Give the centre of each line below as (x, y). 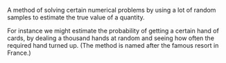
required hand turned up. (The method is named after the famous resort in (113, 45)
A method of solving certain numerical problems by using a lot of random (112, 10)
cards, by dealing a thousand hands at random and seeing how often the (111, 38)
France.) (19, 53)
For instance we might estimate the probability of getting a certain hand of (113, 31)
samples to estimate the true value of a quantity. (76, 17)
